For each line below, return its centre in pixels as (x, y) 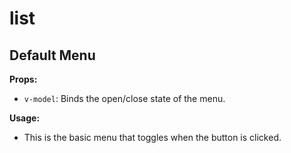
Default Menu (52, 55)
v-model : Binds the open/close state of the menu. (124, 98)
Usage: (25, 118)
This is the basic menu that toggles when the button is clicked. (152, 137)
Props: (23, 79)
